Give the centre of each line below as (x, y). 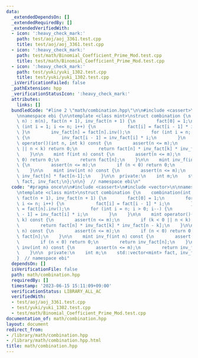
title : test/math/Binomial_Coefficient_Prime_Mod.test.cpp (91, 61)
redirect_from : (25, 330)
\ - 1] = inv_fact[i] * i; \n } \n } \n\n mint (89, 215)
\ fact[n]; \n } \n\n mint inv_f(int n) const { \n (85, 237)
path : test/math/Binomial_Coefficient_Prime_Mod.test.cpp (89, 55)
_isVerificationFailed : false (48, 83)
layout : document (27, 324)
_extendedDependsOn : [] (40, 17)
